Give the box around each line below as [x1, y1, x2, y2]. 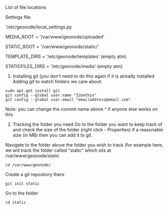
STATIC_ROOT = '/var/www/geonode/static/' [5, 44, 99, 50]
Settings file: [5, 14, 32, 20]
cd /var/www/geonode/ [5, 162, 51, 167]
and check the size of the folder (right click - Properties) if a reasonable [12, 127, 163, 132]
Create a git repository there [5, 171, 65, 177]
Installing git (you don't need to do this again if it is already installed [12, 73, 154, 79]
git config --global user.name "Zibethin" [5, 93, 97, 98]
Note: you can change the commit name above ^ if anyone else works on [5, 106, 158, 112]
